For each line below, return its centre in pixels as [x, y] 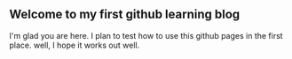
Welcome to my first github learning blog [125, 15]
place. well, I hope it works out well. [75, 45]
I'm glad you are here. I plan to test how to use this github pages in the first [146, 35]
